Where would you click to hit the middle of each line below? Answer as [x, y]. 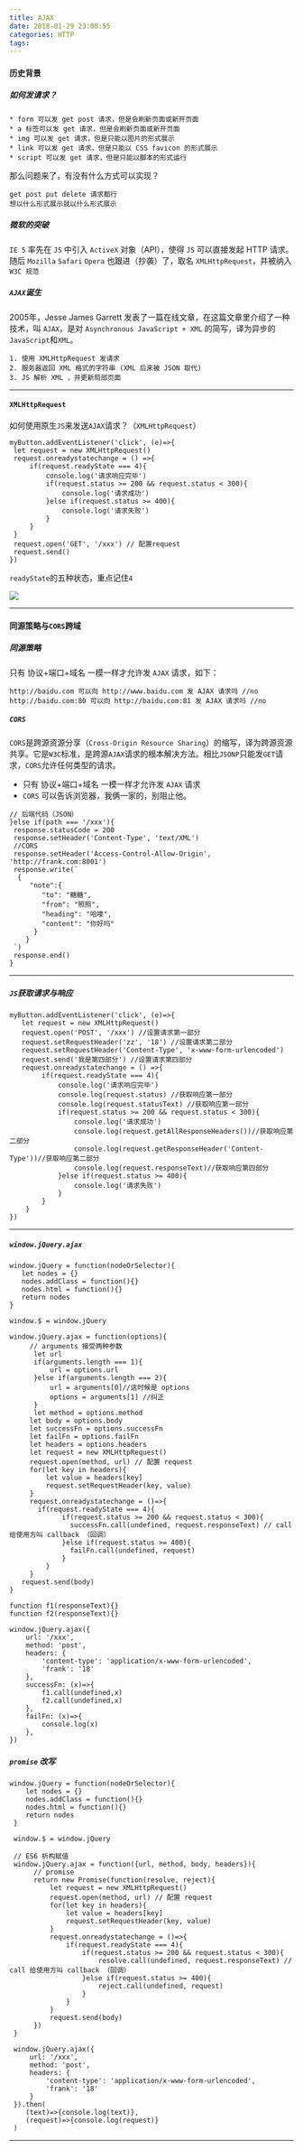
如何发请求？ [33, 95]
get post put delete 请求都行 [63, 194]
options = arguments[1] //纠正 [107, 1397]
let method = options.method [88, 1413]
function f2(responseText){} [64, 1614]
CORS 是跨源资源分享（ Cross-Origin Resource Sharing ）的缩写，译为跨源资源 [151, 743]
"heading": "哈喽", [77, 914]
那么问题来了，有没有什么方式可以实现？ [84, 175]
